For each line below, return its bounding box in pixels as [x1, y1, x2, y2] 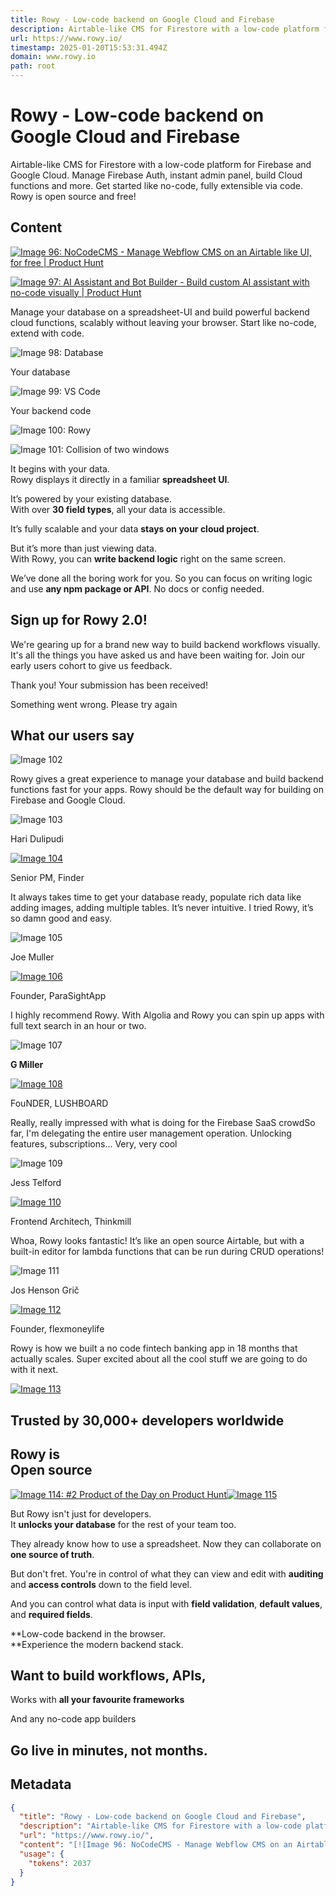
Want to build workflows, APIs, [10, 1667, 207, 1684]
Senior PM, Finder [10, 872, 85, 884]
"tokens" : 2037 [28, 1858, 92, 1868]
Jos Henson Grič [10, 1284, 80, 1296]
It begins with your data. [10, 462, 110, 475]
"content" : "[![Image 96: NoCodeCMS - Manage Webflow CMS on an [19, 1840, 293, 1850]
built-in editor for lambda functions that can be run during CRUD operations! [10, 1246, 325, 1258]
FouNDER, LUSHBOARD [10, 1097, 109, 1110]
